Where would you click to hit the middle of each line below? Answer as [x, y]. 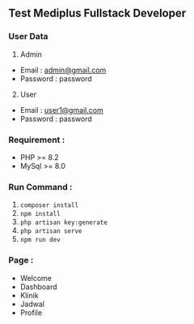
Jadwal [32, 304]
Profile [31, 313]
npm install [40, 214]
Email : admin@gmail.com [63, 70]
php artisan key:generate [63, 222]
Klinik [29, 295]
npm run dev [40, 240]
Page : [21, 261]
